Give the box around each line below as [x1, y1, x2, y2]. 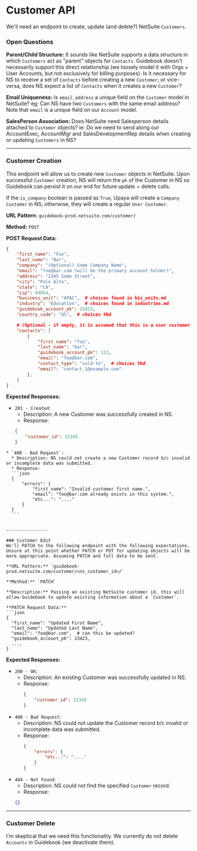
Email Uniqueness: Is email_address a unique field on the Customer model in [6, 94, 189, 101]
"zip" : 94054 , [16, 290, 51, 296]
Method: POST [6, 223, 39, 230]
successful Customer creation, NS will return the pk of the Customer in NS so [6, 176, 190, 183]
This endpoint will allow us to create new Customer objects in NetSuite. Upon [6, 170, 190, 177]
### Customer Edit [6, 538, 51, 544]
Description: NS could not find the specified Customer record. [23, 782, 171, 789]
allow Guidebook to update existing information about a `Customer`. [6, 594, 180, 601]
